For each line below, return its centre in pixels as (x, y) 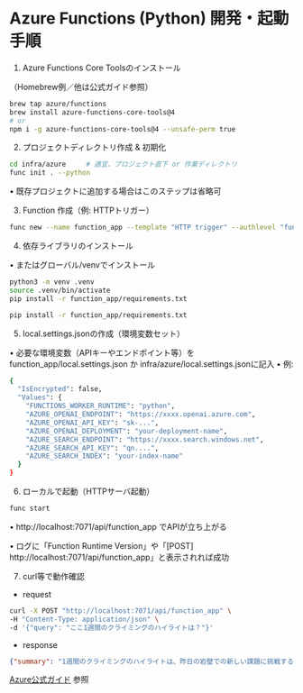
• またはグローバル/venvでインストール (83, 265)
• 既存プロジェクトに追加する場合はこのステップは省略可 (115, 191)
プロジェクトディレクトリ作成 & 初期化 (94, 147)
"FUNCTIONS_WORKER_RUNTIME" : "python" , (101, 406)
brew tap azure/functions (58, 104)
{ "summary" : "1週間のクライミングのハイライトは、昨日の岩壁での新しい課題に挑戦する (152, 661)
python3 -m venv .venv (52, 282)
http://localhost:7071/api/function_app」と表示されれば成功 (119, 557)
